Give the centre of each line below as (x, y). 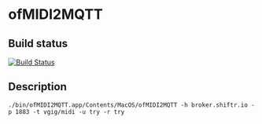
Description (37, 87)
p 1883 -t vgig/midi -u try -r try (66, 111)
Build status (38, 44)
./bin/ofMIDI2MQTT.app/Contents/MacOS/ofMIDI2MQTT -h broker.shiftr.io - (132, 105)
